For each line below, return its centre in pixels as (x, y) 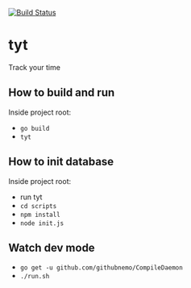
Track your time (34, 67)
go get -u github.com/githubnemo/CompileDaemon (101, 268)
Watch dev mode (52, 247)
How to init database (61, 162)
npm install (40, 215)
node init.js (42, 223)
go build (35, 128)
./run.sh (35, 277)
